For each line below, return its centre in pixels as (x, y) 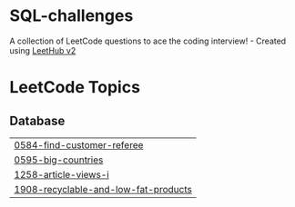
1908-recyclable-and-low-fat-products (103, 189)
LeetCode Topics (75, 88)
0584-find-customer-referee (79, 144)
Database (37, 120)
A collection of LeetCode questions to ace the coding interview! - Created (148, 41)
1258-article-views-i (61, 174)
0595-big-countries (59, 160)
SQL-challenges (71, 16)
